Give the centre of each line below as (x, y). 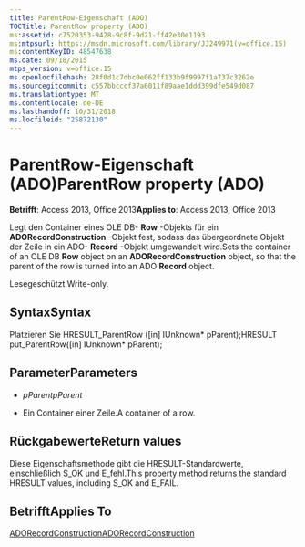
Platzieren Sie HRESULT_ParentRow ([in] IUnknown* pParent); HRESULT (143, 334)
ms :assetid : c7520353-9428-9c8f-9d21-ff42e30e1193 (107, 35)
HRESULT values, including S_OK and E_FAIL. (94, 483)
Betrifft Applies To (61, 511)
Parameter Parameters (74, 373)
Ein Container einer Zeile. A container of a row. (109, 413)
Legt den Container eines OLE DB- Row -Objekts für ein (114, 227)
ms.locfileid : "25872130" (58, 120)
